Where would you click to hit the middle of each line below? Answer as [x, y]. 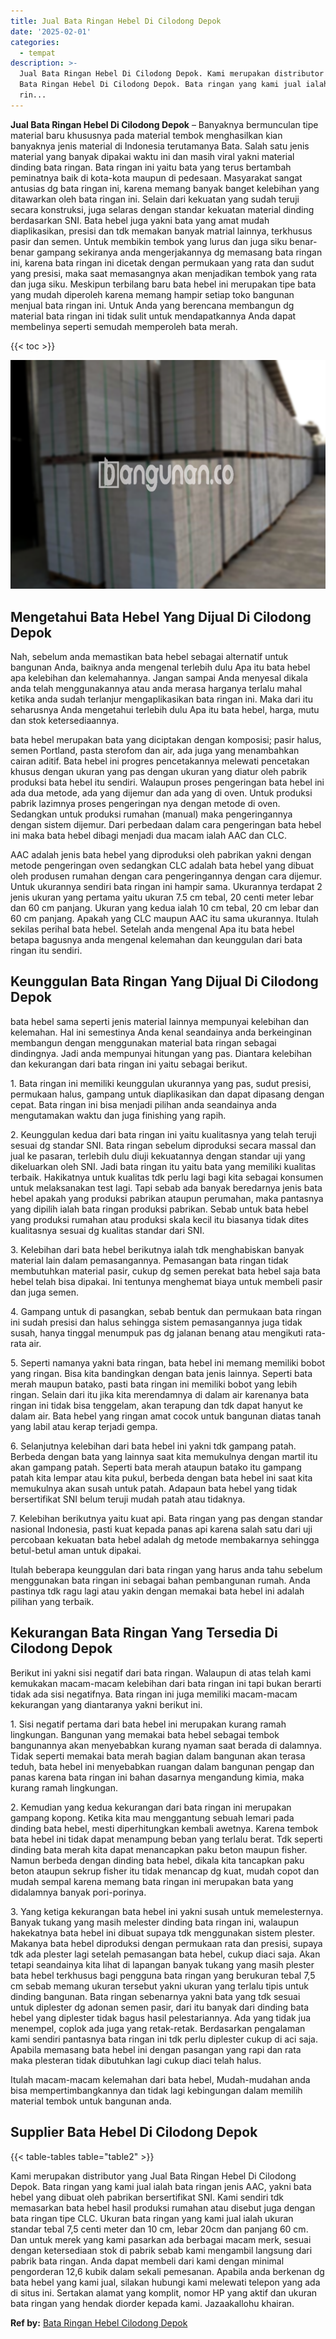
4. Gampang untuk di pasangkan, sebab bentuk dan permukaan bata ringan [166, 1311]
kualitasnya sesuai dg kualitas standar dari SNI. [107, 1230]
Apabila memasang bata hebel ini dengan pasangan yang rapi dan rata [156, 2049]
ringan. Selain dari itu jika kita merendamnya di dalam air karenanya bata [160, 1394]
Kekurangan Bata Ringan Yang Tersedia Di [144, 1633]
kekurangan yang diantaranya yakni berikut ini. [106, 1704]
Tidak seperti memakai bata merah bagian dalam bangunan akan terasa [158, 1756]
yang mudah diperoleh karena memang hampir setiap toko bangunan [152, 294]
